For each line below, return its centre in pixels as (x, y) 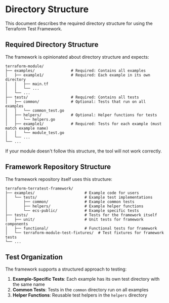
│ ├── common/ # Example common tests (70, 202)
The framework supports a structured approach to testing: (66, 269)
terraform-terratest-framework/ (39, 188)
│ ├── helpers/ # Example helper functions (74, 206)
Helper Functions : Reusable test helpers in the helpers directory (80, 295)
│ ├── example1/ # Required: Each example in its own (78, 75)
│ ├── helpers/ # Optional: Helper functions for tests (81, 115)
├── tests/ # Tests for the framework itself (81, 215)
